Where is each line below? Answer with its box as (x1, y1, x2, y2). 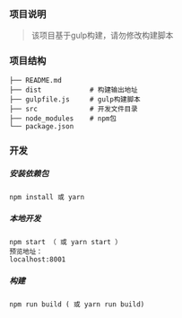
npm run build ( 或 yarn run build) (9, 300, 145, 309)
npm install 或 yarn (9, 193, 85, 202)
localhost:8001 (9, 255, 66, 264)
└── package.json (9, 121, 74, 131)
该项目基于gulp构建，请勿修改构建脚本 (30, 30, 174, 41)
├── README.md (9, 75, 63, 84)
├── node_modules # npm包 (9, 114, 117, 123)
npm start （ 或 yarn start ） (9, 238, 123, 247)
